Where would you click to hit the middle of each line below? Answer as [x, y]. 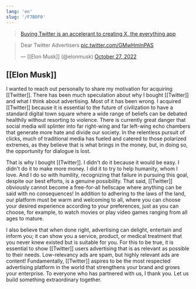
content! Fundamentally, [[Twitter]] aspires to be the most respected [88, 261]
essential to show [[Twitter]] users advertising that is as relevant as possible [98, 249]
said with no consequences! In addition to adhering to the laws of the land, [96, 193]
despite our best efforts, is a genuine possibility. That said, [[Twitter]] [89, 181]
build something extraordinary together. [54, 280]
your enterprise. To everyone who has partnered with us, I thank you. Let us [97, 274]
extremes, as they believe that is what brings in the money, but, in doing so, [97, 145]
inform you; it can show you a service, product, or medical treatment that [94, 236]
